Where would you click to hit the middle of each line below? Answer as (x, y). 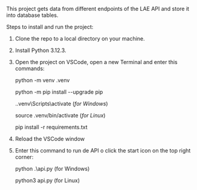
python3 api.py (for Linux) (47, 180)
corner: (24, 157)
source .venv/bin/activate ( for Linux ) (60, 115)
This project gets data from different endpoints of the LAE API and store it (98, 9)
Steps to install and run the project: (50, 27)
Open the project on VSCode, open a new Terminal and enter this (96, 62)
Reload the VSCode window (50, 139)
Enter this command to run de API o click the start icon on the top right (103, 150)
